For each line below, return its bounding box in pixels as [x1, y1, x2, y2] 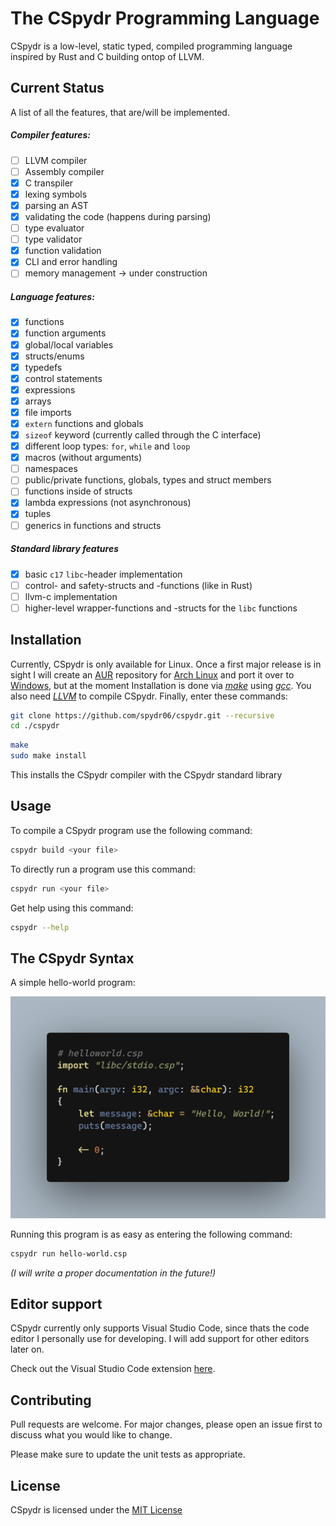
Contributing [10, 1392, 92, 1409]
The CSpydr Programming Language [10, 7, 320, 30]
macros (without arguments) [24, 452, 143, 464]
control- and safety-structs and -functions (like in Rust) [24, 579, 253, 591]
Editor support [10, 1295, 103, 1312]
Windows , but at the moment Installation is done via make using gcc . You [10, 679, 312, 691]
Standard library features [10, 543, 120, 555]
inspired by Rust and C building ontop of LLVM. [10, 50, 205, 62]
